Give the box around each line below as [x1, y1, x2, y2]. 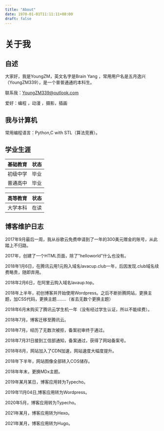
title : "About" [5, 7, 36, 12]
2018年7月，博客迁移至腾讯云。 [5, 316, 69, 322]
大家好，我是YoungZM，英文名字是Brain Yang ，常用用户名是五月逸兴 [5, 74, 146, 79]
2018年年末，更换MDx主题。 [5, 369, 63, 374]
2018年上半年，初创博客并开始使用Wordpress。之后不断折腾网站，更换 [5, 290, 148, 295]
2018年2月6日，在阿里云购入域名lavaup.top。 [5, 279, 97, 285]
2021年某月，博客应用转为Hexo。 [5, 410, 72, 416]
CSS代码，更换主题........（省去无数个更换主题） [18, 296, 114, 302]
